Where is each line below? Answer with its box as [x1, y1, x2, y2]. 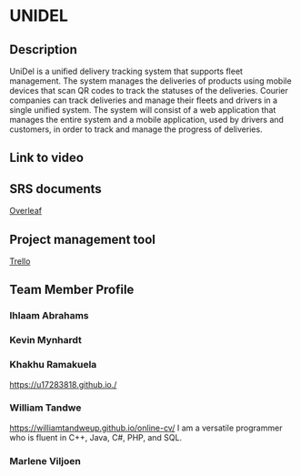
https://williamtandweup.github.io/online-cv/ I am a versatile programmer [9, 422, 283, 433]
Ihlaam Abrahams [9, 309, 89, 322]
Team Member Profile [9, 282, 135, 298]
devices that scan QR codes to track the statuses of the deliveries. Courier [9, 86, 289, 96]
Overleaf [9, 206, 43, 217]
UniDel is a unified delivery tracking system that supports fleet [9, 66, 244, 76]
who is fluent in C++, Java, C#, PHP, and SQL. [9, 431, 183, 442]
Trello [9, 256, 31, 267]
